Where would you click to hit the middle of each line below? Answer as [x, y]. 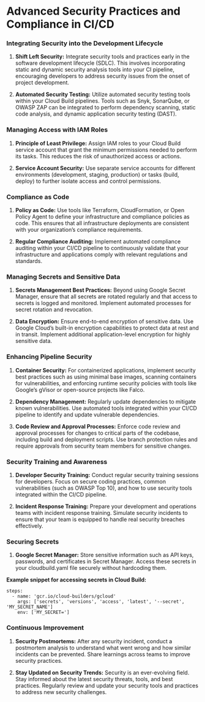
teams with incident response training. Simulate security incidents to [101, 512]
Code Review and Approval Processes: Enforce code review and [98, 426]
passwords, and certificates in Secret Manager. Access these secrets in [106, 561]
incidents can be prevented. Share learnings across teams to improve [103, 654]
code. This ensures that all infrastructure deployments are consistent [102, 223]
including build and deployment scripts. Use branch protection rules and [106, 439]
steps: [15, 591]
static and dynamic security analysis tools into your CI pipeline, [95, 70]
